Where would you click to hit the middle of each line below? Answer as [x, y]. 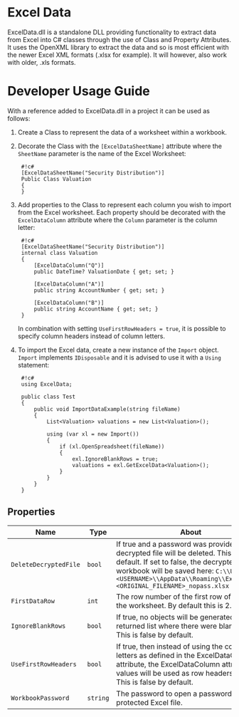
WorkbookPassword [40, 698]
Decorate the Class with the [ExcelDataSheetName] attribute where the [120, 146]
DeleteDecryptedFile [46, 564]
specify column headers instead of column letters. [91, 336]
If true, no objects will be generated [175, 617]
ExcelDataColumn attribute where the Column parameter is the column [117, 220]
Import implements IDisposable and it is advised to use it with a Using [119, 357]
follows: [19, 118]
